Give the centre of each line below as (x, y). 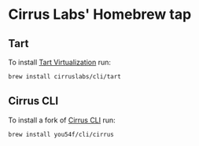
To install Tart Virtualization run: (60, 62)
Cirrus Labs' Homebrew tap (100, 15)
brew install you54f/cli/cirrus (61, 134)
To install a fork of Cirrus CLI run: (62, 120)
